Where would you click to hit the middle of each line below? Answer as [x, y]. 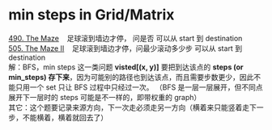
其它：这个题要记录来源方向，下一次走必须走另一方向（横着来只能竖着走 [129, 107]
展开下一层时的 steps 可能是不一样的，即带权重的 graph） [105, 97]
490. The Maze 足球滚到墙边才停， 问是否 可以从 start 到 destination [125, 38]
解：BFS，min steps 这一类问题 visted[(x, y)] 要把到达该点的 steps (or [126, 67]
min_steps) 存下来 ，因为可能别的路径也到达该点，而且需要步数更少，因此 [131, 77]
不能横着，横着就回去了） [65, 117]
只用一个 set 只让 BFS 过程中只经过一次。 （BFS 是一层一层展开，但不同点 [139, 87]
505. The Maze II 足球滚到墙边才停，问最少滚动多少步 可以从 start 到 [125, 48]
